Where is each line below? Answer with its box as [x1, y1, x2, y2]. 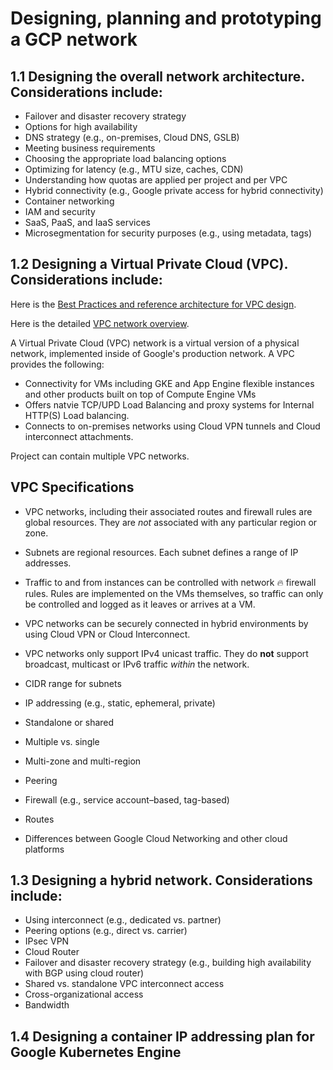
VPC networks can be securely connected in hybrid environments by [24, 617, 309, 629]
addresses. [24, 557, 72, 569]
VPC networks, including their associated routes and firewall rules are [24, 505, 313, 517]
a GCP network [10, 28, 138, 51]
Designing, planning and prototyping [10, 7, 322, 30]
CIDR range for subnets [24, 677, 122, 689]
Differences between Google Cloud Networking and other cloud [24, 832, 288, 844]
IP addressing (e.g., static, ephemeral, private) [24, 697, 216, 709]
